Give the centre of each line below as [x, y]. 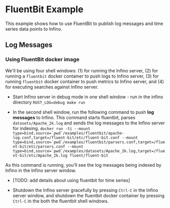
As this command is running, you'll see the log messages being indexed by [83, 165]
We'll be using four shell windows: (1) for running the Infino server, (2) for [82, 70]
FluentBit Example [44, 9]
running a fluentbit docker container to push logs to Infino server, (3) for [82, 76]
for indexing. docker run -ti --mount [51, 128]
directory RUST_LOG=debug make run [49, 102]
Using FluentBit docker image [42, 60]
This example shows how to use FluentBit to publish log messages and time [84, 23]
